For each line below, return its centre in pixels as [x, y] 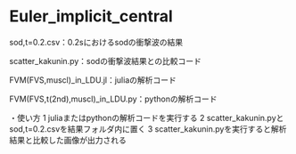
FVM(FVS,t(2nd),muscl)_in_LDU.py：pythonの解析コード [113, 99]
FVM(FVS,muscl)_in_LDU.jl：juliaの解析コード [93, 80]
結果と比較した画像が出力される [68, 140]
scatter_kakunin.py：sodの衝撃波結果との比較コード [106, 61]
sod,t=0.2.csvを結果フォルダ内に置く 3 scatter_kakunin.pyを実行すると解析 [148, 129]
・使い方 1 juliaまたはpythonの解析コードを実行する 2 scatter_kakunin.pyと [147, 118]
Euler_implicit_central [91, 16]
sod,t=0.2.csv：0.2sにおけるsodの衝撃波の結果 [96, 42]
